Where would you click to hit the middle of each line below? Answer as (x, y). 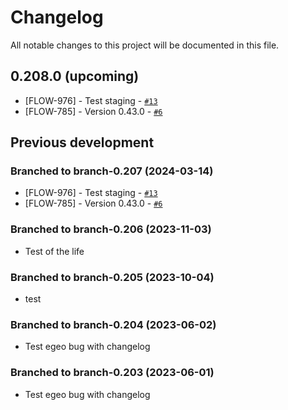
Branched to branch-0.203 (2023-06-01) (112, 373)
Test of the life (54, 251)
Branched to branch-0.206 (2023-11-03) (111, 229)
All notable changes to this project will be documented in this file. (145, 45)
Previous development (82, 142)
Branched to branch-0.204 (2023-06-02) (113, 324)
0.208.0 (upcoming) (75, 76)
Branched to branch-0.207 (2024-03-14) (112, 171)
